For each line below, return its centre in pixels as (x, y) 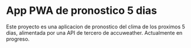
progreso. (18, 39)
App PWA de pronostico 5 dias (81, 11)
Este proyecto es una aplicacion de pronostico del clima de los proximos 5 (96, 27)
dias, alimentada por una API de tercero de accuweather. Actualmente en (94, 32)
